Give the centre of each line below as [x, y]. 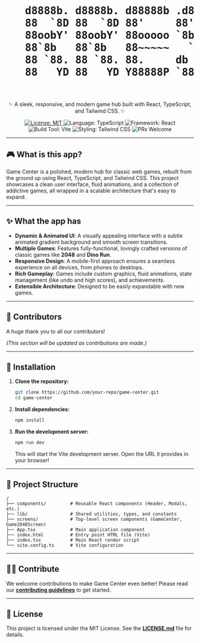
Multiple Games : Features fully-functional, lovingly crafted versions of [101, 248]
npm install [29, 420]
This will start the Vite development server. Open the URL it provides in [101, 453]
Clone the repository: [42, 381]
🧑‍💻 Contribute [33, 569]
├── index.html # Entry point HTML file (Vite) [78, 535]
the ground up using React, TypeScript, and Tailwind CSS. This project [93, 178]
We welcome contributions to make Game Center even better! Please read [97, 583]
